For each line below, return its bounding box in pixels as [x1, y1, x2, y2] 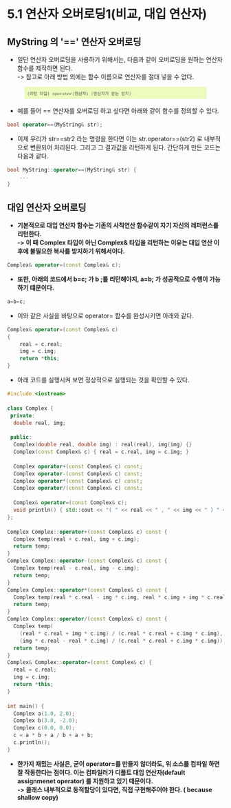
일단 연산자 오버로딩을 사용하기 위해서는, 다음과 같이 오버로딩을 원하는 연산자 [16, 56, 223, 63]
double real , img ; [13, 419, 67, 426]
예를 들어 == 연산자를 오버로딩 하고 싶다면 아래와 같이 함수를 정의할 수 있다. [16, 106, 219, 114]
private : [10, 412, 36, 419]
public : [10, 434, 32, 441]
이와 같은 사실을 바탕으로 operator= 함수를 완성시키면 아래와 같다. [16, 311, 195, 320]
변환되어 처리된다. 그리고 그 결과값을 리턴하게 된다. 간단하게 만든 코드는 [30, 143, 221, 152]
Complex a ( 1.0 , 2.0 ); [13, 710, 76, 717]
